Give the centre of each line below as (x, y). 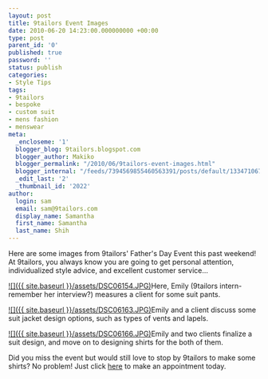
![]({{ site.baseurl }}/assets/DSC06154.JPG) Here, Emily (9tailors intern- (125, 286)
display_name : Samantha (55, 216)
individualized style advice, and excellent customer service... (108, 270)
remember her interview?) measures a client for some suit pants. (114, 294)
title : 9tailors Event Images (59, 23)
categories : (28, 75)
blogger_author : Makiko (55, 156)
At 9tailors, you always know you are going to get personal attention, (121, 262)
